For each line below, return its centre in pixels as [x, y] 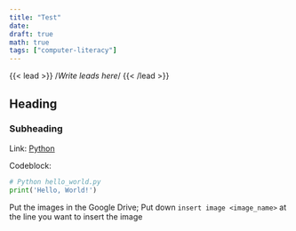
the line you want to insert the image [76, 216]
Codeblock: [30, 165]
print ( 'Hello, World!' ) [53, 190]
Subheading [36, 129]
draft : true [31, 34]
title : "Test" [36, 17]
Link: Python [32, 148]
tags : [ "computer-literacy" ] [63, 51]
